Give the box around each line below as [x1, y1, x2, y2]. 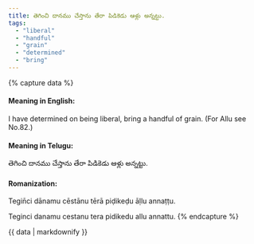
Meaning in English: [8, 96, 76, 106]
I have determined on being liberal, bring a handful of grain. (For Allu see [8, 114, 247, 124]
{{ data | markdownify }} [8, 227, 88, 237]
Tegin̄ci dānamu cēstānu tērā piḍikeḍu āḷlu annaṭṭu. [8, 196, 176, 206]
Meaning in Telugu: [8, 140, 74, 150]
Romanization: [8, 179, 58, 188]
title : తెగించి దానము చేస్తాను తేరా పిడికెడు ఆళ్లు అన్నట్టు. [8, 11, 166, 20]
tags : [8, 19, 26, 27]
